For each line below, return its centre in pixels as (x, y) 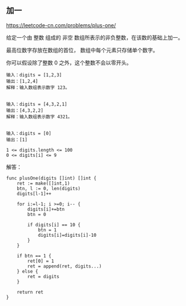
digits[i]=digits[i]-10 (67, 235)
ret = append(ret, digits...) (65, 266)
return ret (30, 292)
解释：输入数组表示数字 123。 (38, 88)
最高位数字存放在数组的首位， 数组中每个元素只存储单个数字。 (82, 50)
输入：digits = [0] (29, 133)
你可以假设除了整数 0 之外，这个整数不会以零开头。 (69, 62)
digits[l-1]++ (34, 194)
